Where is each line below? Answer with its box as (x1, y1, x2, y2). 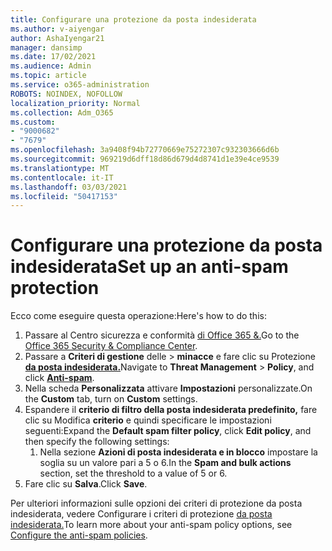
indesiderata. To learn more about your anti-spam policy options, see (10, 519, 293, 531)
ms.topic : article (10, 71, 87, 81)
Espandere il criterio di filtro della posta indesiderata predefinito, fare (24, 404, 318, 416)
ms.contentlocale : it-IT (10, 172, 114, 183)
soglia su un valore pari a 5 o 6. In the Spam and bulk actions (39, 457, 292, 469)
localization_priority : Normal (10, 98, 141, 108)
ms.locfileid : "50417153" (10, 191, 118, 201)
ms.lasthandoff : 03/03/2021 (10, 182, 128, 192)
